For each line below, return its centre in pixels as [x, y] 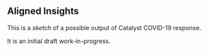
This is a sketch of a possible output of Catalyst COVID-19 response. [104, 27]
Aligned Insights [43, 11]
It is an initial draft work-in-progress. [59, 41]
